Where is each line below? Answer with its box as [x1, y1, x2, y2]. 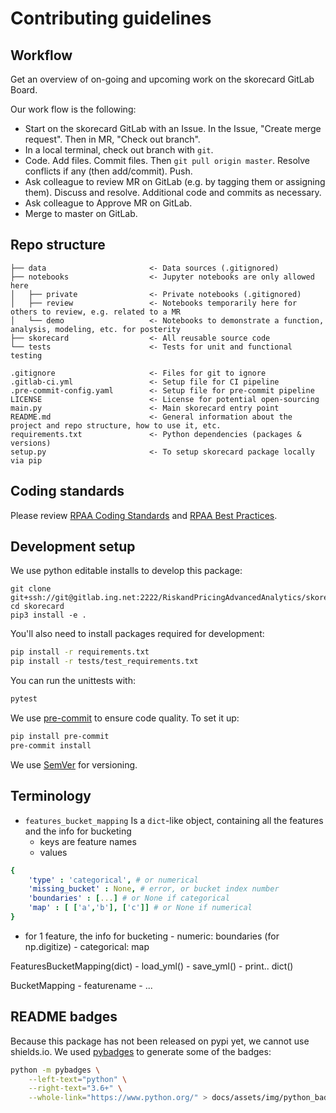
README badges [10, 1008, 118, 1026]
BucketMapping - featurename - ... [10, 979, 153, 991]
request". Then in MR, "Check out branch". [24, 133, 201, 145]
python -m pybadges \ [10, 1065, 101, 1075]
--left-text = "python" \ [28, 1074, 128, 1084]
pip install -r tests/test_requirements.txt [10, 657, 199, 667]
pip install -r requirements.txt [10, 647, 150, 657]
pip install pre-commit [10, 732, 110, 742]
